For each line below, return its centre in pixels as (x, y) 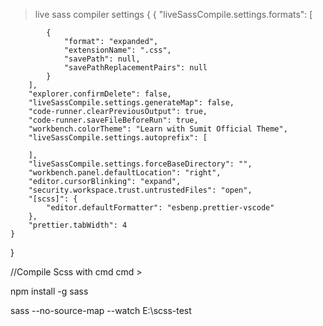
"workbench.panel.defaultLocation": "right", (125, 173)
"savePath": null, (102, 59)
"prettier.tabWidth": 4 (78, 225)
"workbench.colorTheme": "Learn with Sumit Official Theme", (158, 129)
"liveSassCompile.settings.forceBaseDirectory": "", (140, 164)
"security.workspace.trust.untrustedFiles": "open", (140, 190)
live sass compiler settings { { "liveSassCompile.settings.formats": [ (173, 14)
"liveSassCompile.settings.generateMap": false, (131, 103)
